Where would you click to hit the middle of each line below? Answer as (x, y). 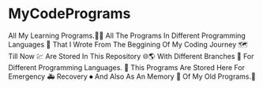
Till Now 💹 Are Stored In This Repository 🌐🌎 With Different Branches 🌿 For (131, 56)
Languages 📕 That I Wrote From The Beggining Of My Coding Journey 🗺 (128, 44)
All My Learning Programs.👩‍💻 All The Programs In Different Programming (127, 35)
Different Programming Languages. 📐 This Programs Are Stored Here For (126, 67)
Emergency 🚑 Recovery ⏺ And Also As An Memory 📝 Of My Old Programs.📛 (132, 76)
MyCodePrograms (70, 14)
